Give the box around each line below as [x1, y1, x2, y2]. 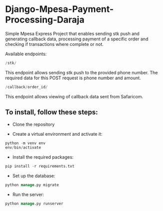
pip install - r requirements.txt [5, 164, 75, 169]
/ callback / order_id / [5, 84, 48, 89]
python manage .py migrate [5, 183, 59, 188]
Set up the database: [12, 173, 56, 179]
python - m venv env [5, 141, 46, 146]
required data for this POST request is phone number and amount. [5, 75, 141, 81]
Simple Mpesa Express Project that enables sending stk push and [5, 30, 140, 36]
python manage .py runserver [5, 201, 64, 206]
